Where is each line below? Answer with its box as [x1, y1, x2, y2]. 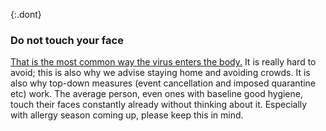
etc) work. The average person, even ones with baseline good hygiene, [10, 88, 303, 100]
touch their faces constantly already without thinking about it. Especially [10, 99, 308, 111]
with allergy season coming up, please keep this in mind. [10, 109, 244, 121]
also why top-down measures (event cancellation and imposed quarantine [10, 77, 317, 89]
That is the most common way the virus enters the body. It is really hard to [10, 56, 317, 68]
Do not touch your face [10, 33, 124, 47]
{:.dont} [10, 9, 42, 20]
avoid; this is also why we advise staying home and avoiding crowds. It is [10, 67, 311, 79]
